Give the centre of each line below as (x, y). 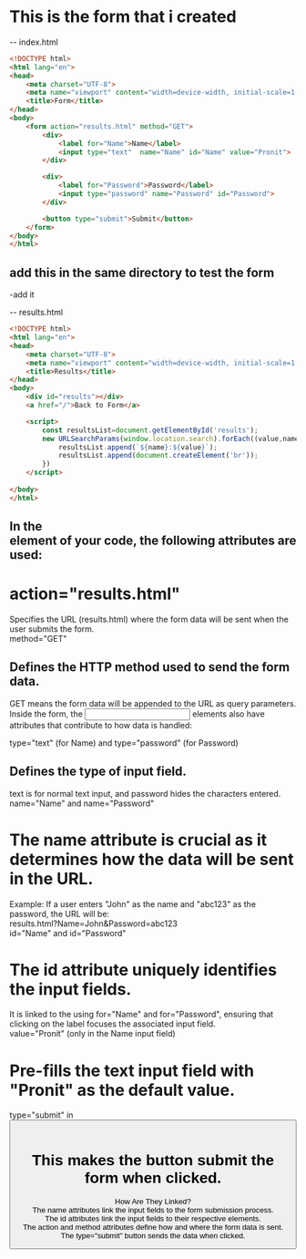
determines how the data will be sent (152, 859)
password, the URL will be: (60, 913)
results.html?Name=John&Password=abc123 (93, 924)
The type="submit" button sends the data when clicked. (153, 1236)
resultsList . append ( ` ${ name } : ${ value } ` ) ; (138, 447)
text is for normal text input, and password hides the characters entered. (145, 793)
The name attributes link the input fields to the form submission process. (153, 1210)
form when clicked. (153, 1178)
